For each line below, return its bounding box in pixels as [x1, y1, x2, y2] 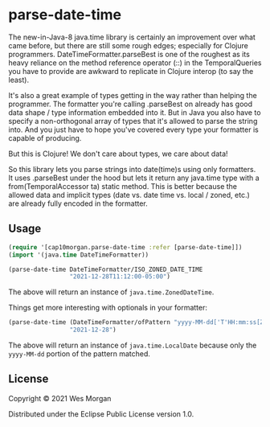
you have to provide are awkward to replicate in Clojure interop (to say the [8, 66, 254, 76]
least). [8, 75, 30, 84]
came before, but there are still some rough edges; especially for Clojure [8, 40, 249, 50]
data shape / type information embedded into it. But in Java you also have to [8, 107, 261, 117]
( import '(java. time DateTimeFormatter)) [8, 251, 149, 259]
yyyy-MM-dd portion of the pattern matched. [8, 349, 151, 359]
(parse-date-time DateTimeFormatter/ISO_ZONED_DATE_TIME [8, 265, 203, 273]
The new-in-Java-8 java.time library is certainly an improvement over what [8, 32, 256, 42]
